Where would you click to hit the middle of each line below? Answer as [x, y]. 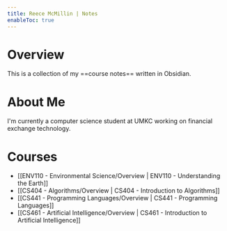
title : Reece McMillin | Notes [53, 14]
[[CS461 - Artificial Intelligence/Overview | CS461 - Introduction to [112, 213]
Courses [32, 157]
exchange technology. [39, 129]
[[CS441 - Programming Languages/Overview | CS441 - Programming [117, 198]
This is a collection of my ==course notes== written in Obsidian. [99, 74]
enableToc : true [31, 20]
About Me [36, 102]
